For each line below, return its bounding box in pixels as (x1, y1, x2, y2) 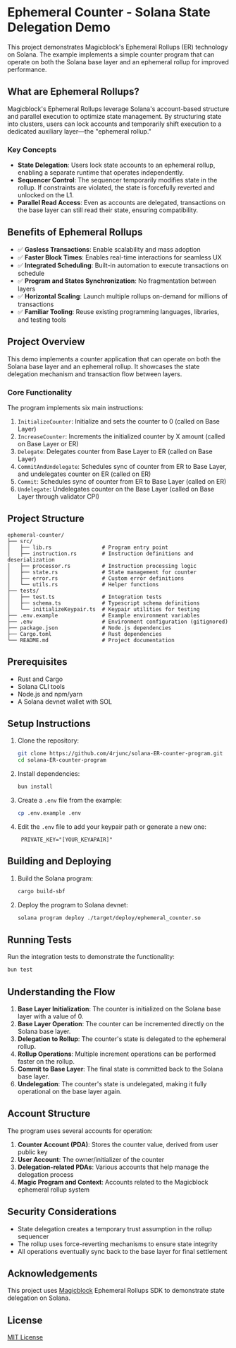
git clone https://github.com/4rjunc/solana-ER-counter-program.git (17, 750, 223, 757)
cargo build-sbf (17, 888, 66, 895)
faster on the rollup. (17, 1057, 75, 1065)
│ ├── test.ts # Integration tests (7, 593, 162, 600)
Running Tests (7, 934, 72, 946)
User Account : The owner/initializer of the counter (17, 1155, 165, 1163)
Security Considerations (7, 1206, 118, 1218)
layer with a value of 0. (17, 1012, 84, 1021)
